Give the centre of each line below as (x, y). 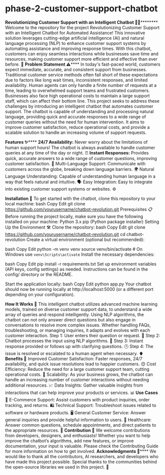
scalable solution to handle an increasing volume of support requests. (76, 132)
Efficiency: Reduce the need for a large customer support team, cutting (77, 369)
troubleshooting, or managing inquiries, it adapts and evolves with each (78, 330)
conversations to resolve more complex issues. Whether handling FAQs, (78, 325)
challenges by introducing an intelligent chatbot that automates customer (79, 106)
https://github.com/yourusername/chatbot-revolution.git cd (65, 234)
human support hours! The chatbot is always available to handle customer (80, 147)
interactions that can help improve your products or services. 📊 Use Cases (82, 393)
